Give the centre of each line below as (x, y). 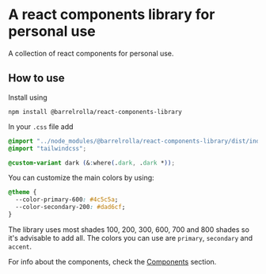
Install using (28, 97)
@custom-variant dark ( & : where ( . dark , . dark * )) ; (92, 163)
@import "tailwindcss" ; (47, 148)
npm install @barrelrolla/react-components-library (95, 112)
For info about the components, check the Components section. (112, 261)
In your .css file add (41, 126)
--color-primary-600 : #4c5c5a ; (67, 200)
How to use (36, 78)
